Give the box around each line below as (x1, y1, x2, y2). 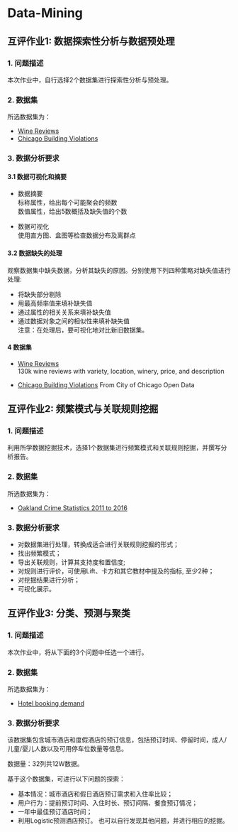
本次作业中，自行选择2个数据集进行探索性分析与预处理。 (7, 75, 173, 84)
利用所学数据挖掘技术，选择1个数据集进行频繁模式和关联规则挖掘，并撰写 (7, 443, 221, 452)
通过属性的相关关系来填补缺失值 (17, 308, 111, 316)
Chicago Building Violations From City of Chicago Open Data (17, 380, 195, 389)
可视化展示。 (17, 584, 55, 593)
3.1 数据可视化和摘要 (7, 172, 67, 180)
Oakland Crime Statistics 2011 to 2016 (17, 503, 127, 512)
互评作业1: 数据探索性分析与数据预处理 (7, 35, 176, 47)
